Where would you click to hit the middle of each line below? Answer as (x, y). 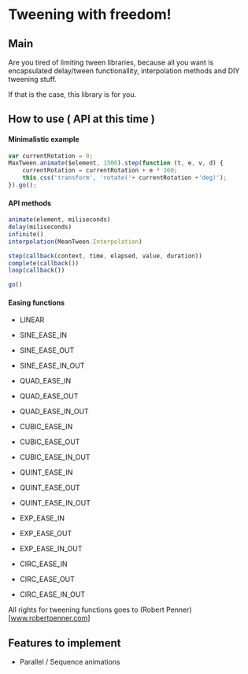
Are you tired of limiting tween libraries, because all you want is (111, 62)
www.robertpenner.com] (50, 618)
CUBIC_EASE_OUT (50, 442)
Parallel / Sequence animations (70, 662)
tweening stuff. (33, 79)
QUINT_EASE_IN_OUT (55, 503)
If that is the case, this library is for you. (72, 94)
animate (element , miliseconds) (59, 220)
